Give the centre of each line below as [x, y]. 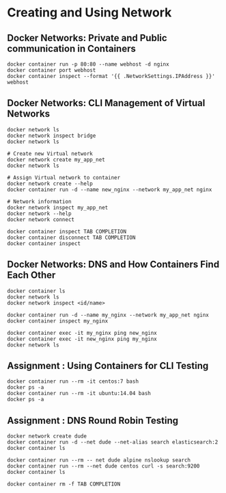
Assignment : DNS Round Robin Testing [93, 420]
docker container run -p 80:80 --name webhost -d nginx [88, 64]
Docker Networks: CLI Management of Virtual [106, 103]
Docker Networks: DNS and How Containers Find [113, 265]
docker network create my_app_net [56, 160]
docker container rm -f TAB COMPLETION [64, 484]
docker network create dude [47, 436]
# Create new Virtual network [50, 153]
